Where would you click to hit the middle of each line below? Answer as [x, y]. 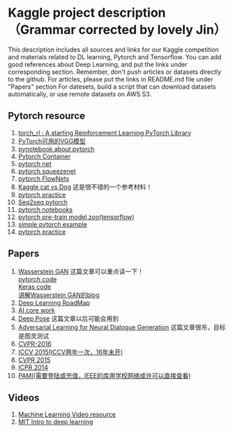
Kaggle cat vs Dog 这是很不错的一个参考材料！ [85, 187]
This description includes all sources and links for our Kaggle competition [113, 50]
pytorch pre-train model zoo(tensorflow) [76, 217]
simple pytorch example [53, 224]
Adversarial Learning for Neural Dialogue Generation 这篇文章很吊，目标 [122, 327]
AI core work [36, 310]
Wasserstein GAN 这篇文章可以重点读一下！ [81, 271]
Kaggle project [52, 13]
